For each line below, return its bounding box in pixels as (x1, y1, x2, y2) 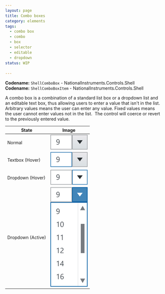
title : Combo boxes (5, 13, 46, 18)
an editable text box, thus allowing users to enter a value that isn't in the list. (5, 100, 160, 106)
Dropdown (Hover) (7, 175, 46, 181)
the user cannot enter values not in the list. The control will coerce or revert (5, 111, 160, 117)
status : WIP (5, 60, 30, 66)
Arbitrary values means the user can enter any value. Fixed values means (5, 105, 155, 111)
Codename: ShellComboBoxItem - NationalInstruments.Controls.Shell (5, 85, 144, 92)
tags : (5, 24, 16, 29)
